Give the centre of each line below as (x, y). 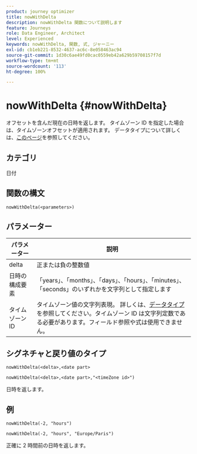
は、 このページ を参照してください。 (50, 137)
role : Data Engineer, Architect (45, 33)
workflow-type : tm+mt (33, 60)
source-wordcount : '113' (36, 66)
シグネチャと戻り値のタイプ (56, 354)
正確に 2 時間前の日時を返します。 (47, 445)
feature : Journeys (28, 28)
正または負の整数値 (63, 265)
